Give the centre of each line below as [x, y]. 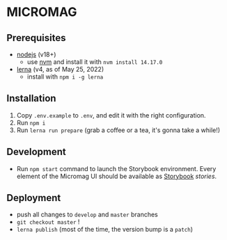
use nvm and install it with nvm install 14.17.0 [95, 62]
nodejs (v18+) [36, 54]
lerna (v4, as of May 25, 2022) [60, 69]
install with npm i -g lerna [65, 77]
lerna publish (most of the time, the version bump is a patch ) [104, 230]
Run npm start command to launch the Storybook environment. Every [116, 168]
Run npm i [31, 122]
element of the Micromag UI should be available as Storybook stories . [117, 176]
